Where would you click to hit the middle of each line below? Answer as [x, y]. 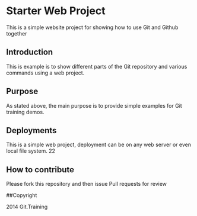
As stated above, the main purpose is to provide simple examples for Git [94, 105]
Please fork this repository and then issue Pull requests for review [87, 184]
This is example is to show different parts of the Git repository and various [97, 66]
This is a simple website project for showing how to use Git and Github [92, 27]
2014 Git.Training [27, 207]
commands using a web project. [45, 73]
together [17, 33]
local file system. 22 [31, 151]
